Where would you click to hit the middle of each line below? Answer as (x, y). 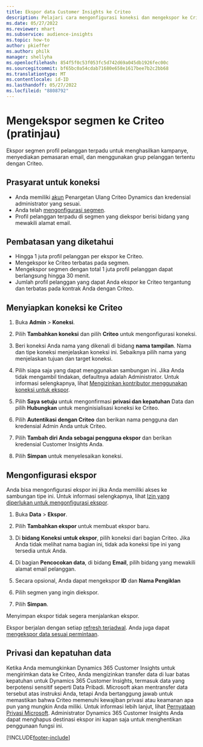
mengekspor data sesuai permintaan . (53, 634)
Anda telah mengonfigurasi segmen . (60, 210)
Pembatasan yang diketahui (60, 242)
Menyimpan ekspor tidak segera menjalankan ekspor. (73, 616)
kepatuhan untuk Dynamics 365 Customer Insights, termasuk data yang (95, 680)
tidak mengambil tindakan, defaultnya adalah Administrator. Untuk (97, 377)
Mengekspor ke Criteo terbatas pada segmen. (72, 263)
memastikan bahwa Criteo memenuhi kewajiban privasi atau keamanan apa (100, 700)
